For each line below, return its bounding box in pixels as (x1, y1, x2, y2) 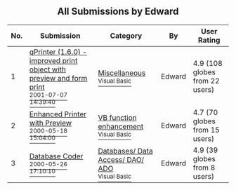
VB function (98, 112, 137, 122)
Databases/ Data (98, 146, 153, 156)
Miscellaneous (98, 68, 146, 78)
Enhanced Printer (29, 109, 86, 118)
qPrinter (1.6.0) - (29, 47, 88, 57)
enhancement (98, 121, 144, 131)
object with (29, 65, 67, 74)
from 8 (192, 163, 216, 172)
